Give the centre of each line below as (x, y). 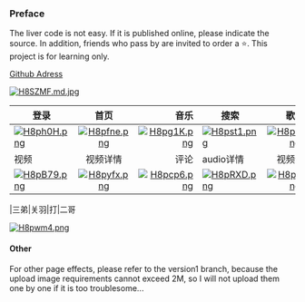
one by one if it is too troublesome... (77, 287)
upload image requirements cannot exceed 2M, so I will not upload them (144, 278)
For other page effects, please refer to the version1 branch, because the (144, 268)
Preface (27, 14)
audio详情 (223, 160)
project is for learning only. (60, 56)
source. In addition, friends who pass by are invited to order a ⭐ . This (138, 44)
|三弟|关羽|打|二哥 (43, 209)
